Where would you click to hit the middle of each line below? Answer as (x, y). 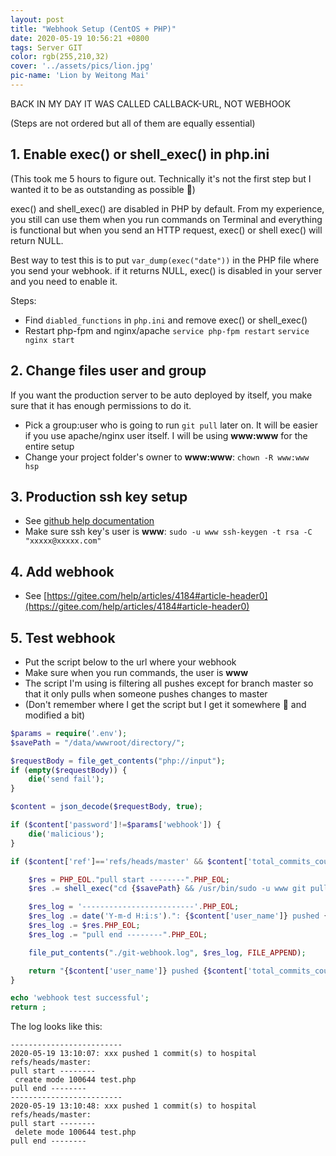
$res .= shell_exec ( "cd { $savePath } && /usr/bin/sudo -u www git (167, 889)
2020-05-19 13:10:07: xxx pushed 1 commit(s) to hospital (133, 1054)
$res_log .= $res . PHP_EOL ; (84, 926)
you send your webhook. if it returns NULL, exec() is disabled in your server (166, 270)
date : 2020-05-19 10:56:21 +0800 (80, 38)
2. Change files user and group (108, 371)
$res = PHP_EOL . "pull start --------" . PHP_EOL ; (129, 879)
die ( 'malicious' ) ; (66, 834)
